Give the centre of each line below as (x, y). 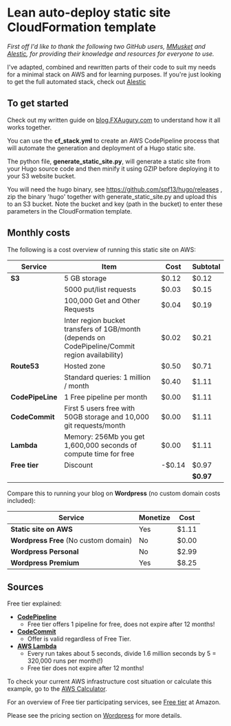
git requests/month (95, 425)
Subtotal (206, 267)
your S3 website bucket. (42, 176)
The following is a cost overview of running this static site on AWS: (101, 249)
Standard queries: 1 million (108, 377)
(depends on (85, 338)
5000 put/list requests (100, 289)
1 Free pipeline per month (106, 397)
